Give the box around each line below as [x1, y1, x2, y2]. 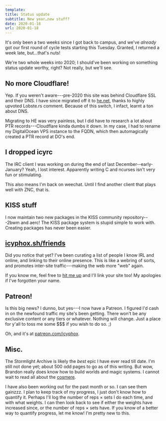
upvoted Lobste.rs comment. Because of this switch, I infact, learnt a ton [5, 103, 154, 109]
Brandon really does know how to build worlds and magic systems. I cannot [5, 369, 160, 375]
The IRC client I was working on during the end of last [5, 161, 115, 167]
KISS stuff [5, 201, 37, 210]
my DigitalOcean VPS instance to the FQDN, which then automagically [5, 128, 149, 134]
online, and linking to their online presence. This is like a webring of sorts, [5, 258, 156, 264]
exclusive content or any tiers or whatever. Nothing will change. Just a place [5, 316, 161, 322]
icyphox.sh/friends [5, 239, 66, 247]
